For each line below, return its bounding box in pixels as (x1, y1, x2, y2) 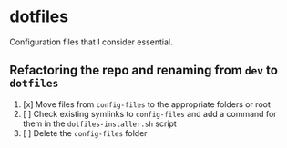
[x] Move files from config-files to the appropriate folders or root (22, 98, 272, 110)
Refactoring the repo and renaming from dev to (9, 63, 278, 78)
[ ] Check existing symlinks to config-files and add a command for (22, 108, 277, 119)
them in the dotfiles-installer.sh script (22, 118, 178, 129)
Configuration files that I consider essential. (9, 36, 173, 47)
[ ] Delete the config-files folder (22, 127, 148, 138)
